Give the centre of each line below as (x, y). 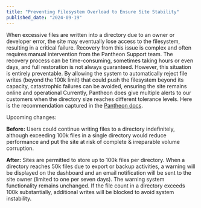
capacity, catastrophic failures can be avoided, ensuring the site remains (97, 86)
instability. (19, 198)
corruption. (20, 148)
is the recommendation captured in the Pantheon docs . (75, 105)
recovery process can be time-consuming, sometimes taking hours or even (100, 60)
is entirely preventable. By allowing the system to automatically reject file (97, 73)
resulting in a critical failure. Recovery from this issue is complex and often (99, 47)
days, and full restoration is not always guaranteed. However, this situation (99, 67)
